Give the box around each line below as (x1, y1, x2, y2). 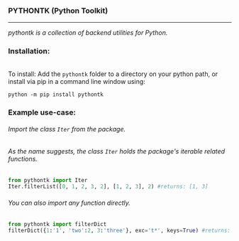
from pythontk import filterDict (8, 220, 107, 227)
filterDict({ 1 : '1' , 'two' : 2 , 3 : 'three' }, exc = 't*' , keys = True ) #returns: (8, 227, 231, 235)
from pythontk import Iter (8, 176, 88, 183)
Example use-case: (8, 107, 77, 117)
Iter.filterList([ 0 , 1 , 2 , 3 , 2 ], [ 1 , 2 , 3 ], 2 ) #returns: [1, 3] (8, 183, 209, 191)
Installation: (8, 46, 50, 56)
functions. (8, 154, 38, 163)
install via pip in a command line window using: (8, 77, 146, 85)
